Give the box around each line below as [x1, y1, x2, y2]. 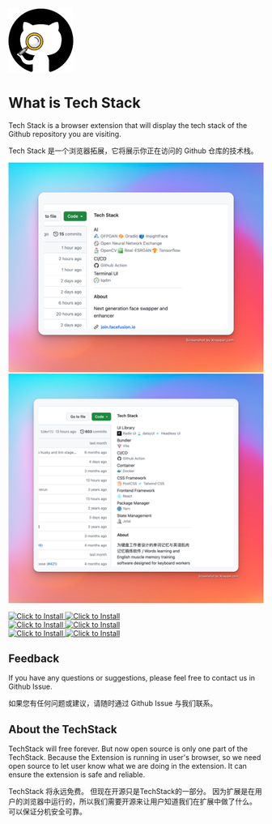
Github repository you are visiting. [8, 129, 121, 139]
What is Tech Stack [8, 94, 141, 113]
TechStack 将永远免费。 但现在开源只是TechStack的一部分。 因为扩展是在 [8, 787, 255, 796]
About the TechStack [8, 722, 117, 736]
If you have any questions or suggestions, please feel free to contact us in [8, 673, 256, 683]
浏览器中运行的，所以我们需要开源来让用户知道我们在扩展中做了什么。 [22, 796, 257, 806]
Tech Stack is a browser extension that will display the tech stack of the [8, 120, 248, 130]
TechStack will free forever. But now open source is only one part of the [8, 744, 249, 754]
